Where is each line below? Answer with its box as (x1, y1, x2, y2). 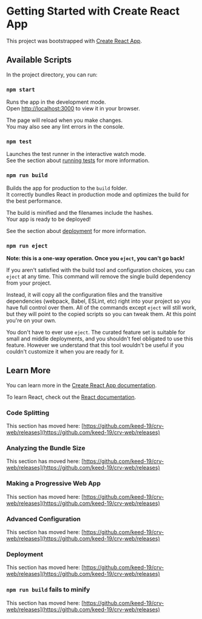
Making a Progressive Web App (6, 479, 101, 488)
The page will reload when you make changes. (6, 117, 123, 124)
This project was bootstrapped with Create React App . (6, 37, 143, 44)
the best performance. (6, 197, 62, 205)
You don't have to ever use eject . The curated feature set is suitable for (6, 328, 186, 336)
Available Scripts (6, 55, 72, 65)
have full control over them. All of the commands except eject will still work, (6, 303, 197, 311)
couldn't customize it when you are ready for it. (6, 348, 124, 355)
